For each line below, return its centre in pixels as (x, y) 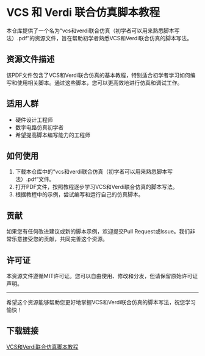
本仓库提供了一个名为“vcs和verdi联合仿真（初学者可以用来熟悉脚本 (90, 30)
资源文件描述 (31, 59)
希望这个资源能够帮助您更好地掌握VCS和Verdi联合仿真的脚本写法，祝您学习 (101, 302)
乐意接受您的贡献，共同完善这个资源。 (59, 239)
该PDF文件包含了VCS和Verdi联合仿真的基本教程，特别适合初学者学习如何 (98, 75)
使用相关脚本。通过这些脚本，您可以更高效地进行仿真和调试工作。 (100, 82)
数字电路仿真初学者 (39, 127)
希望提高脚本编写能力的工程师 (52, 135)
